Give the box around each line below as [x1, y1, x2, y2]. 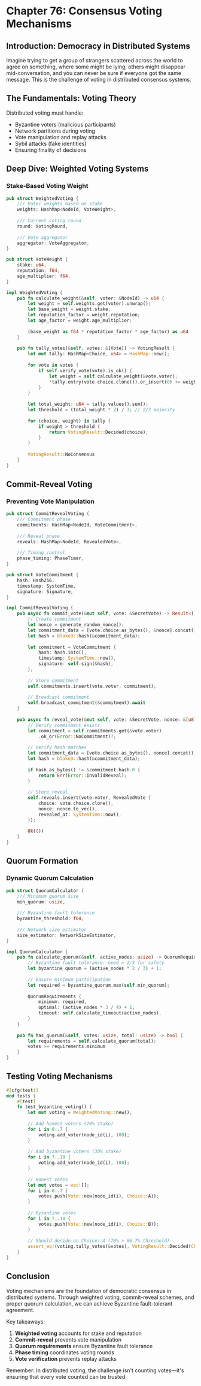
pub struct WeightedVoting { [6, 195, 79, 202]
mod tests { [6, 1092, 36, 1099]
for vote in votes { [28, 362, 79, 368]
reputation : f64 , [17, 268, 60, 274]
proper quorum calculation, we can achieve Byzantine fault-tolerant [6, 1300, 173, 1307]
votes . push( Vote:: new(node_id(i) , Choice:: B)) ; [38, 1221, 160, 1227]
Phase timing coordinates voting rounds [14, 1349, 115, 1356]
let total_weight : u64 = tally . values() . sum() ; [28, 401, 148, 408]
